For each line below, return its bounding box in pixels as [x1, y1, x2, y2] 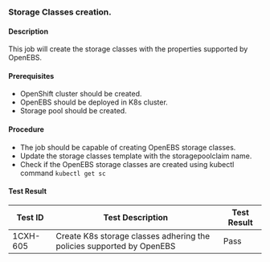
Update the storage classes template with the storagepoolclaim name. [19, 151, 252, 161]
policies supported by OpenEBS [55, 240, 176, 252]
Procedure [8, 124, 44, 134]
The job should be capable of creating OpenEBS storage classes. [19, 142, 236, 152]
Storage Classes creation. [8, 6, 112, 18]
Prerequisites [8, 71, 55, 80]
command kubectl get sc [19, 168, 106, 178]
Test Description [103, 211, 169, 223]
